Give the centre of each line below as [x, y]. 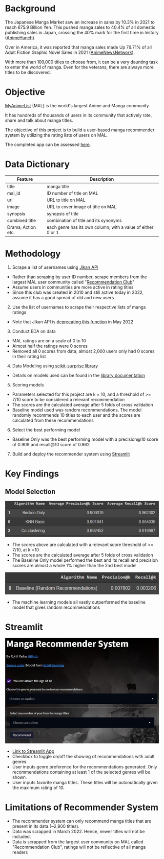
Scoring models [28, 384]
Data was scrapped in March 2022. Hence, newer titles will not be [78, 831]
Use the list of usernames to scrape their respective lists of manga [79, 307]
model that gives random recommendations [56, 607]
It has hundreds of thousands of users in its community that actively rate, [79, 115]
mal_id [14, 193]
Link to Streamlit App [33, 751]
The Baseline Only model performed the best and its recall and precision [85, 560]
